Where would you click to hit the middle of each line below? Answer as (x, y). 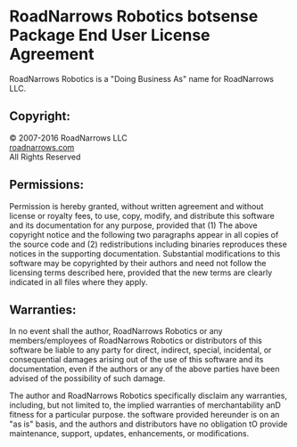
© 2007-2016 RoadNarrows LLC (68, 138)
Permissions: (47, 185)
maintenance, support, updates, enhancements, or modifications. (129, 434)
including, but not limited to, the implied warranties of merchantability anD (145, 405)
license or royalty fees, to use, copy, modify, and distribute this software (142, 215)
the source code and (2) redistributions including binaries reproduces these (148, 244)
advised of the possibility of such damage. (87, 378)
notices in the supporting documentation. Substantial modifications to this (145, 253)
